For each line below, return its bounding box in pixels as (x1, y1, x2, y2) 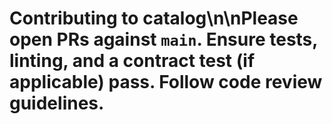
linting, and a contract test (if (9, 50, 256, 72)
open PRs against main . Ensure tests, (9, 28, 318, 51)
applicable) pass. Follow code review (9, 71, 323, 94)
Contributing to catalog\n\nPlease (9, 7, 299, 30)
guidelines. (9, 92, 105, 115)
